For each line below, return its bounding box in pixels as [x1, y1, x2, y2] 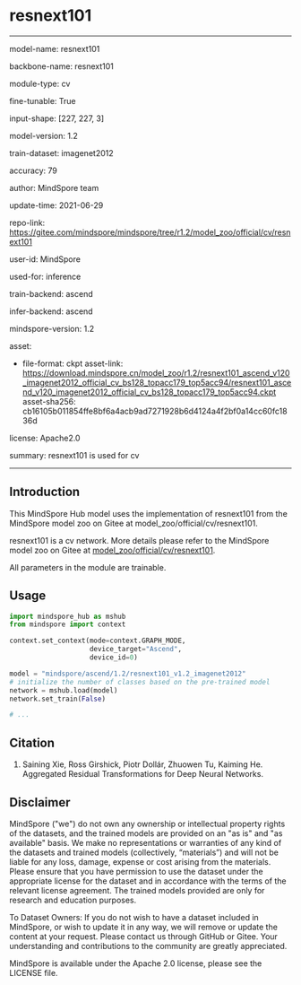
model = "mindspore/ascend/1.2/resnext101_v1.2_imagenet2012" [9, 669, 246, 678]
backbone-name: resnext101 [9, 60, 115, 72]
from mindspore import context [9, 620, 126, 629]
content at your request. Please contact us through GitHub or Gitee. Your [9, 930, 278, 942]
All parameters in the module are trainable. [9, 562, 167, 572]
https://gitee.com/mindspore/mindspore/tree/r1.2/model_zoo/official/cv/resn [9, 226, 291, 238]
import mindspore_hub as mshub [9, 612, 126, 621]
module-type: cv [9, 78, 71, 89]
